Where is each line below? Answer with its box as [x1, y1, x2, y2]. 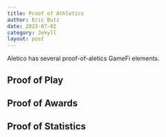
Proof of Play [7, 74, 64, 86]
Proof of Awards [7, 97, 78, 109]
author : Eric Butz [7, 16, 60, 23]
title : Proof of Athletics [7, 10, 84, 17]
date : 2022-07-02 [7, 23, 57, 29]
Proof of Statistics [7, 121, 86, 132]
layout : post [7, 36, 45, 42]
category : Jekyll [7, 29, 57, 36]
